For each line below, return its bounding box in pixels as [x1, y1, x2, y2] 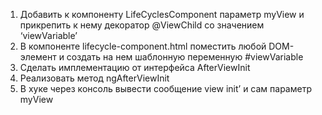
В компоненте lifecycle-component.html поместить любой [19, 40, 267, 52]
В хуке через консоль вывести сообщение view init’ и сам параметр [19, 83, 312, 94]
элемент [19, 51, 57, 63]
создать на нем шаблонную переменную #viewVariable [66, 51, 304, 63]
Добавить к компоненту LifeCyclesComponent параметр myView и [19, 9, 305, 20]
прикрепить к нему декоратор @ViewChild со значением [19, 19, 265, 31]
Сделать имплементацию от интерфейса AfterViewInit [19, 62, 251, 73]
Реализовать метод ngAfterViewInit [19, 72, 170, 84]
